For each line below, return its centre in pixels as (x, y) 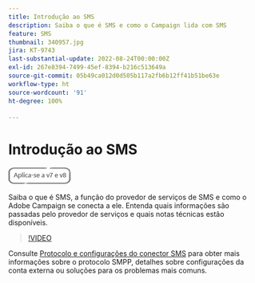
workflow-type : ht (39, 84)
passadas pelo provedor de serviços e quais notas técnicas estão (116, 214)
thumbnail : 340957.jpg (46, 42)
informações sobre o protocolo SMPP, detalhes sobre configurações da (126, 262)
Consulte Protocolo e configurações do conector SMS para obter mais (124, 254)
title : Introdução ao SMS (51, 17)
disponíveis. (28, 222)
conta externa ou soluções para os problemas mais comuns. (108, 270)
